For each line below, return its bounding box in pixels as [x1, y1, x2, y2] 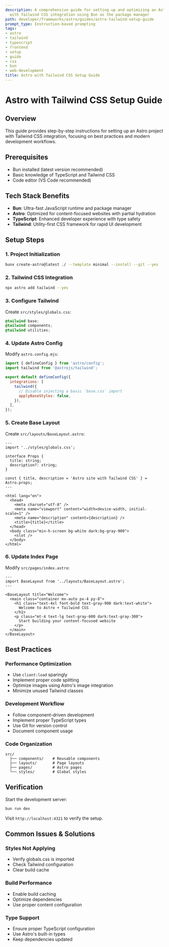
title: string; [10, 458, 42, 463]
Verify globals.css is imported [12, 856, 74, 863]
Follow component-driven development [12, 712, 95, 718]
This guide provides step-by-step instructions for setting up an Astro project [5, 128, 163, 134]
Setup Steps [5, 235, 44, 244]
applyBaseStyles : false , [18, 393, 71, 398]
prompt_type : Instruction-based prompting [5, 21, 96, 27]
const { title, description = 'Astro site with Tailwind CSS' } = [5, 476, 147, 481]
